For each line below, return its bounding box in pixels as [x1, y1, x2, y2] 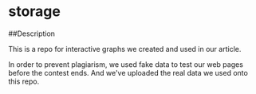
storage [8, 2, 61, 21]
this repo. [8, 76, 40, 86]
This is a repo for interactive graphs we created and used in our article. [8, 44, 242, 53]
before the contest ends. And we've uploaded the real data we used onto [8, 68, 249, 77]
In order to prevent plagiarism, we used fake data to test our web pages [8, 59, 243, 69]
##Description [8, 29, 56, 38]
